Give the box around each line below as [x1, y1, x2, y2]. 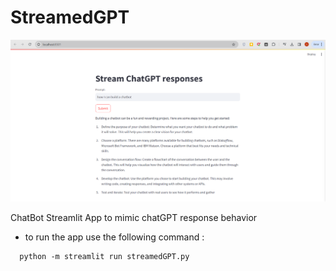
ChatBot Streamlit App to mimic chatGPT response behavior [10, 212, 258, 224]
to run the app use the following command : [24, 231, 205, 243]
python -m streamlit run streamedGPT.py [19, 252, 190, 262]
